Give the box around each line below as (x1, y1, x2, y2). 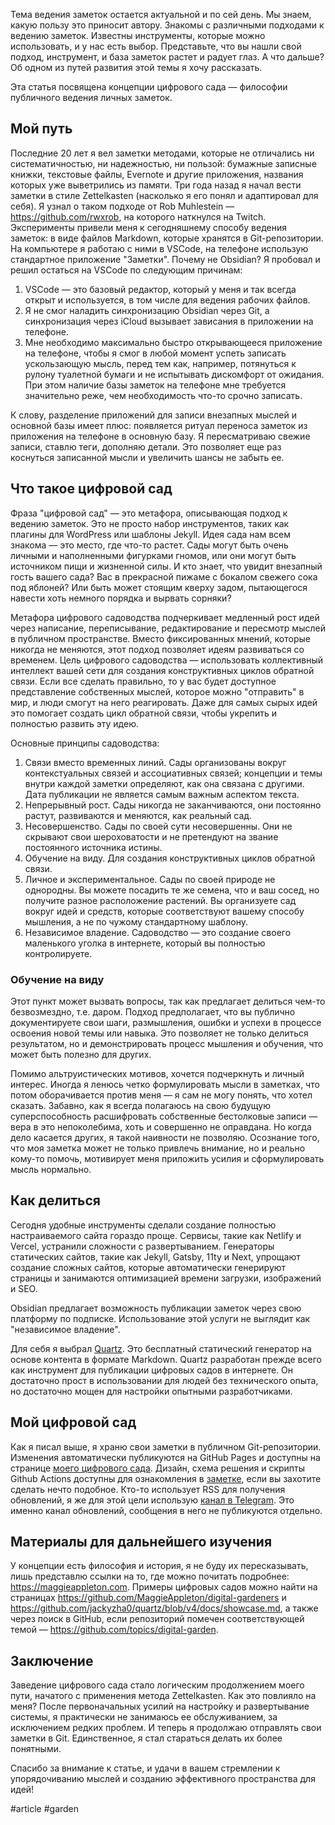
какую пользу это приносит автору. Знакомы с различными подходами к (10, 19, 325, 31)
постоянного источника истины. (24, 841, 163, 853)
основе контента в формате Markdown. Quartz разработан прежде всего (10, 1353, 322, 1365)
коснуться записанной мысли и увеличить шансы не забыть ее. (10, 451, 285, 463)
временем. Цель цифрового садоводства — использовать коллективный (10, 654, 324, 666)
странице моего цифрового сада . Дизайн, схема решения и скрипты (10, 1462, 306, 1474)
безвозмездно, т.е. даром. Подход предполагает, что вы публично (10, 1005, 296, 1018)
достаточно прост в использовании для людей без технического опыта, (10, 1374, 319, 1386)
